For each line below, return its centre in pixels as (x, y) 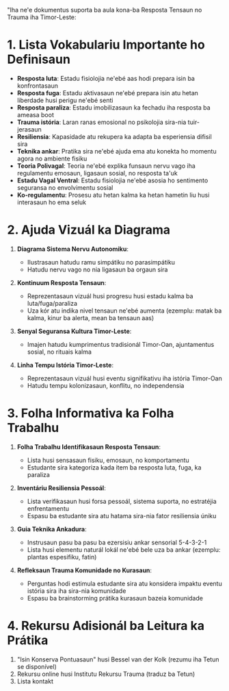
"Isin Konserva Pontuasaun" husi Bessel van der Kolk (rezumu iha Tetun (118, 659)
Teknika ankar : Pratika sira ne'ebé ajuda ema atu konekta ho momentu (117, 151)
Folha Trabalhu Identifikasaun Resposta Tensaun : (89, 447)
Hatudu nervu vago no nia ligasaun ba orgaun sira (97, 269)
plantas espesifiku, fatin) (62, 557)
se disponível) (37, 666)
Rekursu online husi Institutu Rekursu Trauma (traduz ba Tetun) (106, 674)
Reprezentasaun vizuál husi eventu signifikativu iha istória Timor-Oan (124, 378)
